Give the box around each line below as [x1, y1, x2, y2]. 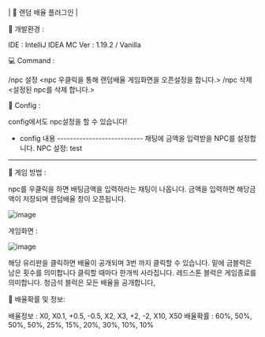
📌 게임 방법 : [8, 168, 47, 176]
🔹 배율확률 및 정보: [8, 294, 65, 304]
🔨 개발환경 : [8, 24, 45, 34]
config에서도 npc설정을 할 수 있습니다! [8, 117, 128, 126]
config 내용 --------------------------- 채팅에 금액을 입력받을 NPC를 [19, 134, 236, 143]
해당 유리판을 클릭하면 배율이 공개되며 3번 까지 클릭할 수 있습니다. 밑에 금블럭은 [8, 258, 252, 267]
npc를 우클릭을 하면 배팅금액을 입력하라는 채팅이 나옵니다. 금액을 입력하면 [8, 184, 235, 194]
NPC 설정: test [36, 143, 83, 153]
